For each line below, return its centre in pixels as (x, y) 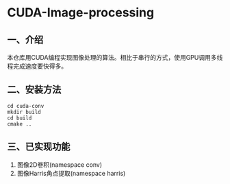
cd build (20, 118)
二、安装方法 (34, 90)
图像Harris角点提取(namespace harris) (71, 173)
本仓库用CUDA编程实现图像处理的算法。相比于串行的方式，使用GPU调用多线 (115, 57)
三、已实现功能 (39, 147)
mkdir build (24, 112)
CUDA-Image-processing (81, 13)
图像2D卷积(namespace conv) (60, 164)
